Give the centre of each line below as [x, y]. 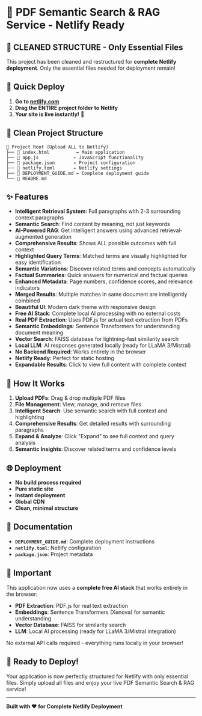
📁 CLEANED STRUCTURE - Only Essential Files [95, 47]
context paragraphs [39, 218]
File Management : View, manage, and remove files [78, 405]
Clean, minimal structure [47, 508]
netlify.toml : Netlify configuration [58, 548]
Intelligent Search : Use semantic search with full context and [91, 411]
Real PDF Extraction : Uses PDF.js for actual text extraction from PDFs [101, 320]
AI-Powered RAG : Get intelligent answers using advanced [87, 230]
